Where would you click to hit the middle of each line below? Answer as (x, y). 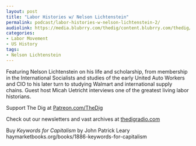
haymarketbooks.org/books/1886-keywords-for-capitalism (77, 136)
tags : (13, 50)
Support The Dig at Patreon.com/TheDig (55, 107)
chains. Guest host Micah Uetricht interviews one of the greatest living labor (98, 90)
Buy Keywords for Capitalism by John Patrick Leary (68, 130)
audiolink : (19, 28)
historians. (19, 96)
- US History (22, 44)
